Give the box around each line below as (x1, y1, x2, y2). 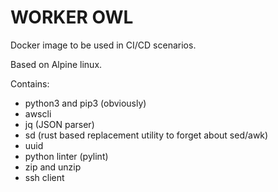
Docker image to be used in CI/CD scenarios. (10, 39, 197, 51)
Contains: (10, 77, 50, 90)
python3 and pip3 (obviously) (24, 97, 147, 109)
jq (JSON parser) (24, 118, 95, 130)
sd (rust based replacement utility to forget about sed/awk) (24, 129, 269, 141)
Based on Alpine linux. (10, 58, 103, 70)
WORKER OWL (10, 6, 134, 29)
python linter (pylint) (24, 150, 109, 162)
